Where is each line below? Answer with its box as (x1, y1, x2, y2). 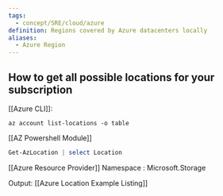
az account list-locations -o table (8, 119, 129, 127)
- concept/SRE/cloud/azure (15, 19, 105, 27)
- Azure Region (15, 41, 66, 49)
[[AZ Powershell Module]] (8, 133, 93, 143)
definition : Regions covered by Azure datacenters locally (8, 26, 208, 34)
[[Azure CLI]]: (8, 104, 53, 113)
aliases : (8, 33, 37, 42)
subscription (8, 83, 73, 96)
